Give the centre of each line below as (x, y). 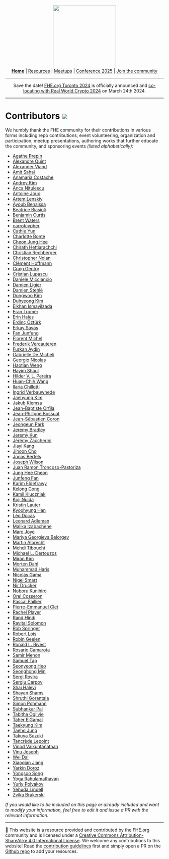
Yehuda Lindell (28, 789)
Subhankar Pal (27, 709)
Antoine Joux (26, 193)
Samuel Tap (25, 660)
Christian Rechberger (34, 252)
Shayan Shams (28, 693)
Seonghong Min (29, 671)
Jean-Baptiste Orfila (33, 408)
